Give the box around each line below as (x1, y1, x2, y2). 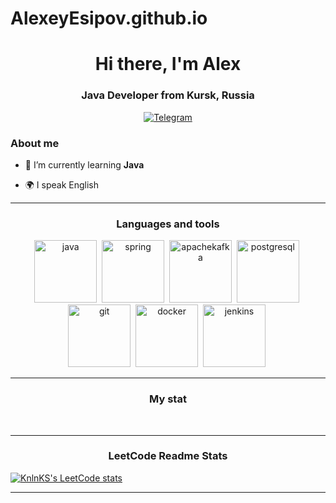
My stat (149, 392, 187, 406)
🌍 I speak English (24, 178, 100, 191)
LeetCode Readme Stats (108, 449, 228, 463)
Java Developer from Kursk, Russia (81, 88, 255, 102)
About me (10, 136, 60, 150)
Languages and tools (116, 217, 220, 231)
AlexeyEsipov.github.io (10, 7, 208, 30)
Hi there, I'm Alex (94, 53, 242, 76)
